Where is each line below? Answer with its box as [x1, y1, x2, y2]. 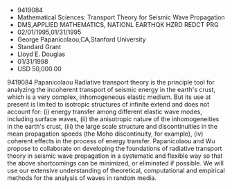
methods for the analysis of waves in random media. [7, 174, 157, 182]
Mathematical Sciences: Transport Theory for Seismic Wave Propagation [17, 13, 225, 21]
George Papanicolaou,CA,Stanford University [17, 35, 147, 44]
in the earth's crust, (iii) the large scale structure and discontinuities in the [7, 123, 218, 130]
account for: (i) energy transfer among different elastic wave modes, [7, 107, 202, 116]
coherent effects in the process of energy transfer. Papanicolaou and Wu [7, 137, 215, 145]
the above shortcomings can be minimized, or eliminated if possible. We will [7, 159, 224, 167]
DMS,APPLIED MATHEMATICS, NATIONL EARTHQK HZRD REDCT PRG [17, 21, 220, 28]
